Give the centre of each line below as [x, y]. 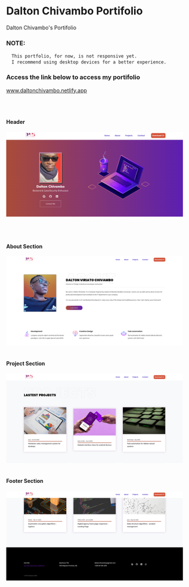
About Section [24, 246]
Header [16, 122]
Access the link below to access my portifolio [73, 77]
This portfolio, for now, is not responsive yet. [74, 56]
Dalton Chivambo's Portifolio [41, 28]
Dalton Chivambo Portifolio [75, 11]
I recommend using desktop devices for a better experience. [89, 62]
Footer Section [25, 481]
